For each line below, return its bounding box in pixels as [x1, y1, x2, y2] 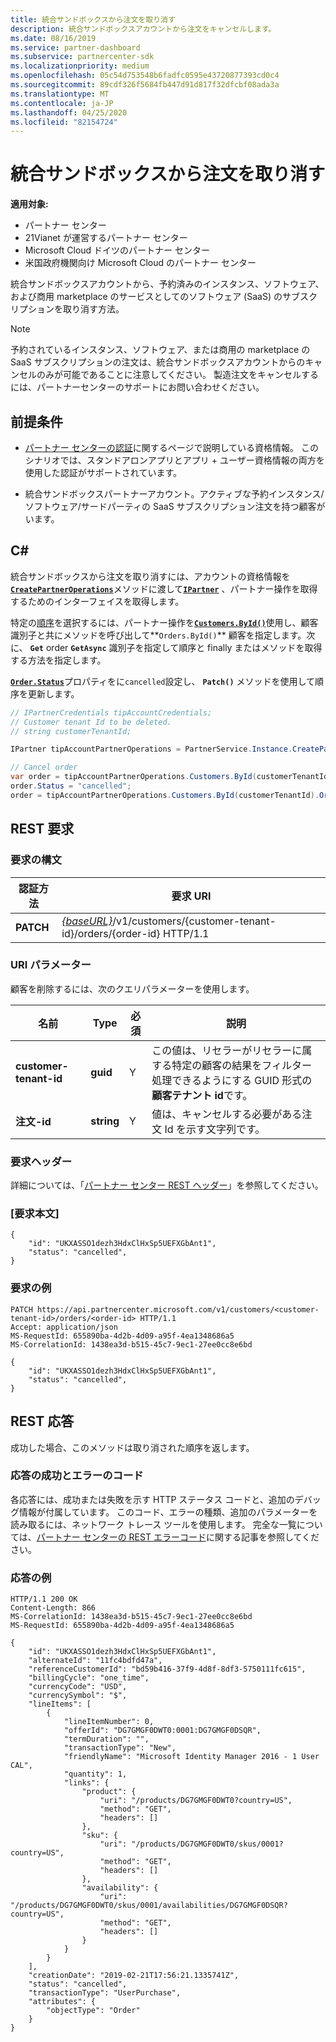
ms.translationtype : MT [10, 89, 110, 99]
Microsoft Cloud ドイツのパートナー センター [24, 244, 211, 256]
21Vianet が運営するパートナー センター [24, 232, 188, 244]
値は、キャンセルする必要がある [151, 1107, 303, 1121]
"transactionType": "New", [63, 1743, 177, 1753]
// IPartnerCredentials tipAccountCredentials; [10, 707, 213, 718]
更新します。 [27, 687, 80, 700]
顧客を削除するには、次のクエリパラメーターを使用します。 [10, 982, 255, 995]
